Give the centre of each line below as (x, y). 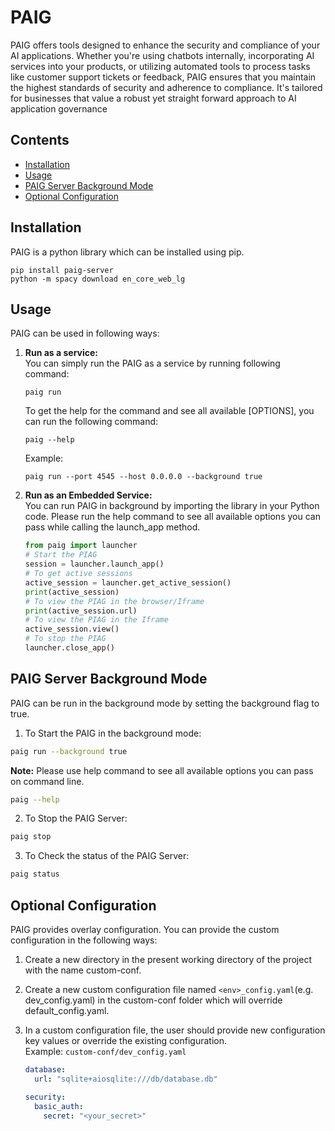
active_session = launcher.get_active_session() (128, 582)
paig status (35, 874)
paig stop (31, 837)
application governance (59, 108)
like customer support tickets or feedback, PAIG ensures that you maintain (163, 77)
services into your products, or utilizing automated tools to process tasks (160, 66)
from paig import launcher (81, 546)
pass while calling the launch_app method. (112, 527)
